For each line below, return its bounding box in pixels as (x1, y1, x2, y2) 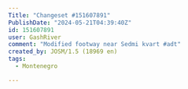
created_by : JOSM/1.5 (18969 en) (8, 48, 118, 55)
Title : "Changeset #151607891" (8, 11, 111, 20)
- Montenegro (15, 62, 58, 70)
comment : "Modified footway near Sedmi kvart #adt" (8, 41, 181, 48)
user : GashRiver (8, 33, 61, 41)
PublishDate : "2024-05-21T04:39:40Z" (8, 19, 132, 27)
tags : (8, 55, 26, 63)
